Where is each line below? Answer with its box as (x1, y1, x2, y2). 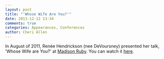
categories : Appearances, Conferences (5, 25, 85, 30)
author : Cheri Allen (5, 30, 48, 35)
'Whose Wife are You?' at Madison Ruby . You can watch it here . (5, 48, 134, 54)
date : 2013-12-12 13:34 (5, 16, 54, 21)
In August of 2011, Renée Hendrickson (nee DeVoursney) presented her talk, (5, 43, 160, 49)
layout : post (5, 7, 32, 12)
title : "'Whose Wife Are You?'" (5, 12, 71, 17)
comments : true (5, 20, 36, 26)
